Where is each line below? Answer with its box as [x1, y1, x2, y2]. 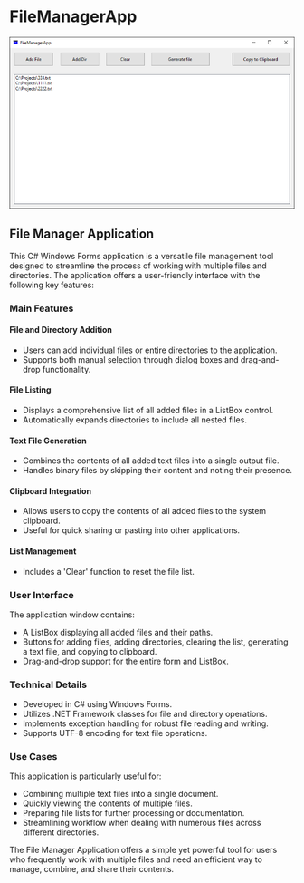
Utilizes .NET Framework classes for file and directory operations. [22, 709, 269, 720]
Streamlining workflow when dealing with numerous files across [22, 818, 261, 829]
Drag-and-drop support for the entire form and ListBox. [22, 655, 229, 666]
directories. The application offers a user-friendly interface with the [9, 269, 261, 280]
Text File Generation [9, 435, 88, 446]
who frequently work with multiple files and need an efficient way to [9, 854, 262, 865]
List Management [9, 546, 77, 557]
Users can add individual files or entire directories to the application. [22, 344, 278, 355]
